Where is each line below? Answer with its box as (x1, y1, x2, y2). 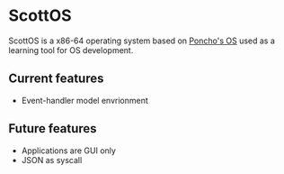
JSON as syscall (21, 154, 83, 165)
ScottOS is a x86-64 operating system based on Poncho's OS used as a (8, 35, 276, 46)
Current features (8, 71, 104, 87)
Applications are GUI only (21, 145, 116, 156)
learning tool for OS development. (8, 44, 134, 55)
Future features (8, 121, 97, 136)
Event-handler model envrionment (21, 95, 149, 105)
